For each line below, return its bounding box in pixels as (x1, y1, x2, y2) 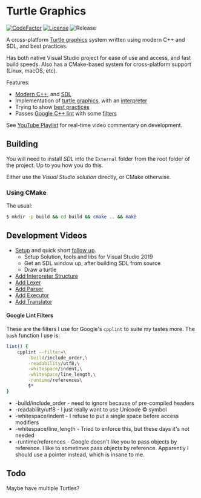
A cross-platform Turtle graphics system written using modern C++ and (6, 36, 185, 43)
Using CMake (6, 188, 47, 197)
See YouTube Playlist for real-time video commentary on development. (6, 121, 183, 128)
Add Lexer (15, 278, 41, 286)
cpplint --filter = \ (17, 349, 67, 355)
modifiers (15, 419, 39, 426)
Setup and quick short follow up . (15, 246, 97, 254)
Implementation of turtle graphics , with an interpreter (15, 97, 148, 104)
